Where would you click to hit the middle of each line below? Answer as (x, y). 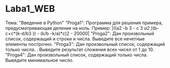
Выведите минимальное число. (39, 60)
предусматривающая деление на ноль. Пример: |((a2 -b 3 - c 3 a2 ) (79, 28)
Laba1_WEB (30, 9)
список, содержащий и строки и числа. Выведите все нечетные (75, 39)
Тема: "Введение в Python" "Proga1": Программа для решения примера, (84, 23)
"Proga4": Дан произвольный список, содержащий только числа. (77, 55)
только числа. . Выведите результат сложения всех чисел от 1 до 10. (80, 49)
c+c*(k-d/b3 (18, 33)
